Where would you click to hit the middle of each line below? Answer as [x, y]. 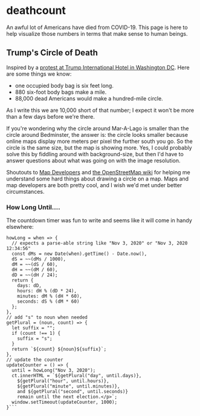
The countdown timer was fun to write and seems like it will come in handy [99, 220]
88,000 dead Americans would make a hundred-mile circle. [89, 98]
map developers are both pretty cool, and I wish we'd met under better [94, 185]
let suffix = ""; [34, 328]
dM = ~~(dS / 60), [35, 265]
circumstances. [25, 191]
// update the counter [35, 360]
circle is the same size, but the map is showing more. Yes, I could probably [99, 147]
